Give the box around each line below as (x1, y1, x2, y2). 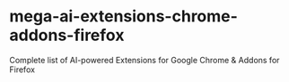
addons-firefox (9, 25, 125, 45)
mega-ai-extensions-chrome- (9, 6, 238, 27)
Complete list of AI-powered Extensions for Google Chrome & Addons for (9, 54, 280, 65)
